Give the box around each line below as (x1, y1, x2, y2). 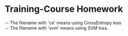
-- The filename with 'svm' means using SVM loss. (4, 25, 109, 31)
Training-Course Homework (4, 3, 123, 15)
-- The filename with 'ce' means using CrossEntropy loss (4, 20, 122, 26)
